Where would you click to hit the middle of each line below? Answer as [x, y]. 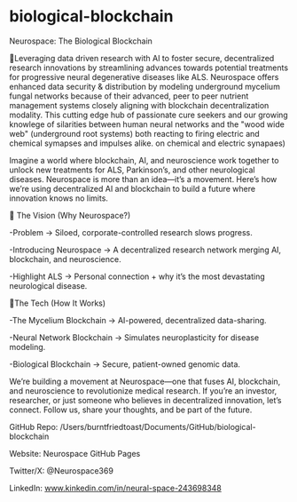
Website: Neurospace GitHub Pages [75, 453]
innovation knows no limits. [59, 198]
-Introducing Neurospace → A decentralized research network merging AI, [145, 250]
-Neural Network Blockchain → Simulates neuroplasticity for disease [134, 337]
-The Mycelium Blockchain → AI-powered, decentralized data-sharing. [138, 320]
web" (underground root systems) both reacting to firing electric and [134, 133]
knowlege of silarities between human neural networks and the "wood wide [147, 124]
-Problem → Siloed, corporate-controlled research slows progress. [131, 232]
